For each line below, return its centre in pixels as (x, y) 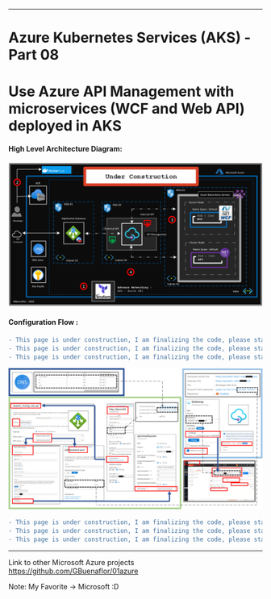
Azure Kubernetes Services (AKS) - (130, 38)
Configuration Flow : (44, 322)
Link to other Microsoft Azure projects (71, 562)
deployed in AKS (65, 126)
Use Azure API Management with (121, 92)
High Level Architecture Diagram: (65, 148)
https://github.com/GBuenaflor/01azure (73, 571)
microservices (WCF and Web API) (127, 109)
